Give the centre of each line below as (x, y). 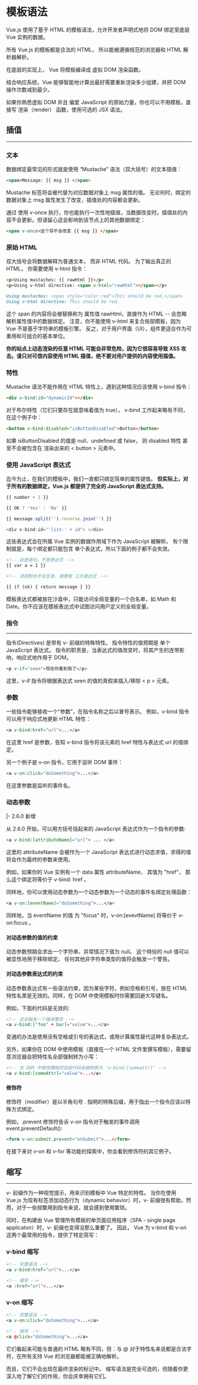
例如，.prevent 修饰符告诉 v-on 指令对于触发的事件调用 (73, 1122)
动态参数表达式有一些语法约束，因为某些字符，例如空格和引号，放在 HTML (97, 988)
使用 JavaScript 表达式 (39, 465)
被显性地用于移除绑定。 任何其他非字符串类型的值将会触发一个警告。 (89, 959)
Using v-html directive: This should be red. (63, 302)
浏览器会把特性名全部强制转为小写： (55, 1057)
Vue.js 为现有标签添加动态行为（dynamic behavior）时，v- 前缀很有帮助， (96, 1200)
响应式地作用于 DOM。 (44, 658)
